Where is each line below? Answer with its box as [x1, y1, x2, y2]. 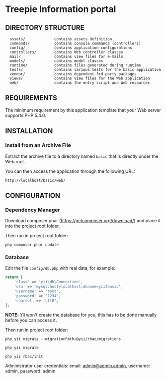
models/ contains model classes [9, 58, 103, 63]
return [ [5, 275, 23, 280]
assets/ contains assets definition [9, 36, 112, 41]
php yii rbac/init [5, 354, 43, 359]
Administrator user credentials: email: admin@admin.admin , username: [5, 363, 151, 369]
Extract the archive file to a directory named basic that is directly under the [5, 153, 159, 159]
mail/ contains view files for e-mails [9, 54, 123, 59]
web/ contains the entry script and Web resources [9, 80, 150, 85]
